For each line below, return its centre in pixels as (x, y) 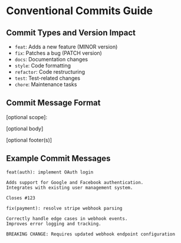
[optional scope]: (27, 117)
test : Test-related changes (47, 78)
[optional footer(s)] (29, 140)
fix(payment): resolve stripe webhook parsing (64, 208)
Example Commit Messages (58, 158)
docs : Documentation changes (51, 59)
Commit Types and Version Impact (71, 33)
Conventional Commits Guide (80, 11)
